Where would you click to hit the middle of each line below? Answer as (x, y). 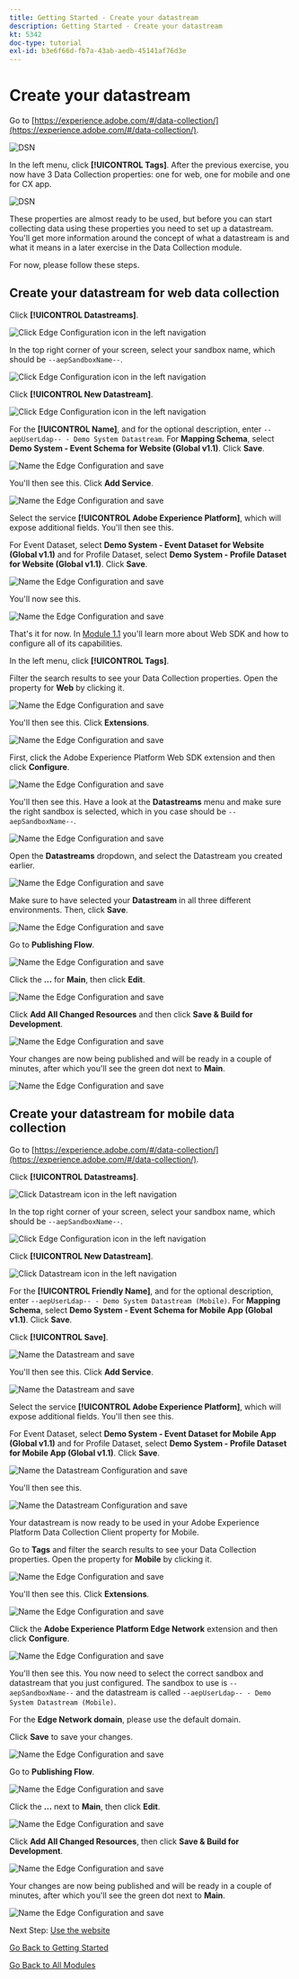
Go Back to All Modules (53, 1965)
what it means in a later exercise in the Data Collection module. (126, 247)
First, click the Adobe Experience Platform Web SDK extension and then (142, 757)
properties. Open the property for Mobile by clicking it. (111, 1559)
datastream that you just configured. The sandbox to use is (119, 1682)
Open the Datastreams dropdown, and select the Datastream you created (146, 855)
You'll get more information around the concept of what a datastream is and (149, 238)
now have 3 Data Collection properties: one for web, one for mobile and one (150, 175)
